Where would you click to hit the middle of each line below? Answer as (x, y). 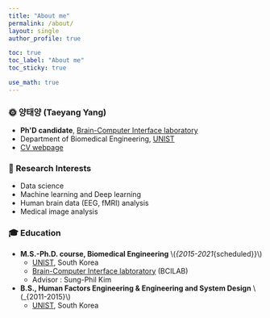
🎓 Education (35, 233)
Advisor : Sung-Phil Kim (71, 279)
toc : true (25, 53)
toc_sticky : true (37, 68)
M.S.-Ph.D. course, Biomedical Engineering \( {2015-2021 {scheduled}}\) (141, 253)
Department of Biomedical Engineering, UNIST (97, 139)
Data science (42, 186)
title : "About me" (39, 16)
